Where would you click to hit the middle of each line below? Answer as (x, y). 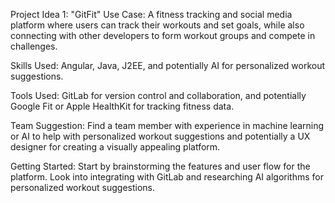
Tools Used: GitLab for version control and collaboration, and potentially (158, 95)
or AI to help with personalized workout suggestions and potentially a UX (160, 136)
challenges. (34, 46)
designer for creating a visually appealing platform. (115, 147)
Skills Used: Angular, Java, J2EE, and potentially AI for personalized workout (168, 65)
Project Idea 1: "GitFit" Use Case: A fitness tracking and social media (151, 14)
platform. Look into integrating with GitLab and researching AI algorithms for (167, 177)
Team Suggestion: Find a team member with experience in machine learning (167, 125)
